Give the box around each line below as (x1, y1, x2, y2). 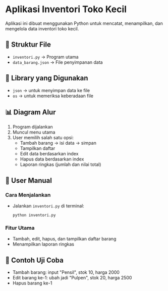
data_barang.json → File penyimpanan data (12, 59, 103, 65)
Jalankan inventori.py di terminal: (12, 203, 84, 209)
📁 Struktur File (5, 40, 51, 49)
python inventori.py (12, 213, 56, 218)
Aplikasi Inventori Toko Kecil (5, 4, 127, 15)
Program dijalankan (12, 124, 53, 130)
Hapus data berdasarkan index (20, 156, 84, 162)
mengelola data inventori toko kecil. (5, 25, 79, 31)
